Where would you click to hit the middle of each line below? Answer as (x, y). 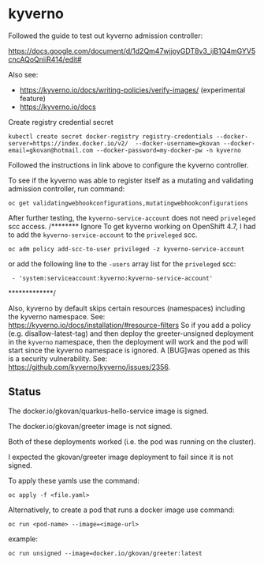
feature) (32, 98)
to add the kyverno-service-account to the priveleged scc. (103, 235)
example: (23, 539)
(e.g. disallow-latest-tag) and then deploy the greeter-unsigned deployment (131, 333)
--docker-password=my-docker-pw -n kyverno (169, 150)
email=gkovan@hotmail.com (50, 150)
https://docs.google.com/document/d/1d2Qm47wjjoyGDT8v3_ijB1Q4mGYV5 (132, 51)
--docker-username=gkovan (178, 143)
